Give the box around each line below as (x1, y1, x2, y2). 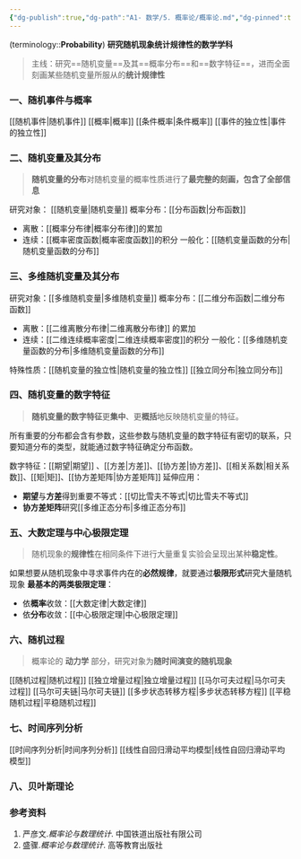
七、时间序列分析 (9, 722, 83, 734)
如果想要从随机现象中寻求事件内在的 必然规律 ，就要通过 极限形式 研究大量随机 (9, 567, 292, 579)
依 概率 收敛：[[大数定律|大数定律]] (21, 598, 147, 609)
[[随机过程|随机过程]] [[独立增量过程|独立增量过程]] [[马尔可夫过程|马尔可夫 (9, 675, 286, 686)
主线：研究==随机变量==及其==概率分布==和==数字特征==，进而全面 (30, 57, 290, 68)
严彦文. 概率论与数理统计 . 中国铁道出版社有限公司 (21, 828, 202, 839)
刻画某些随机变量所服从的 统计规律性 (30, 69, 166, 80)
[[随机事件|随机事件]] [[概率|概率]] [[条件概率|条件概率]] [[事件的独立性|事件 (9, 116, 287, 127)
